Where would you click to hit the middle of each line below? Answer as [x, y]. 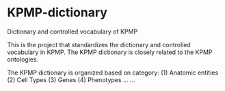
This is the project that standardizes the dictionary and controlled [99, 44]
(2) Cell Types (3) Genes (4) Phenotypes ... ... [71, 79]
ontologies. [23, 59]
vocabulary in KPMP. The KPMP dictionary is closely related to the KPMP [110, 52]
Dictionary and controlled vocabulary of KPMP [72, 31]
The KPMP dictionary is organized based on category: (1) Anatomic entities [113, 73]
